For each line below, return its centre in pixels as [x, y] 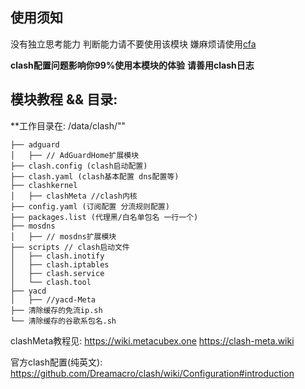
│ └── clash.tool [51, 282]
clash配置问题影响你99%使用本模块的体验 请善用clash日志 [132, 65]
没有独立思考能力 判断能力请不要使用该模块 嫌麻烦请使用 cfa [133, 44]
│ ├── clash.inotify [57, 256]
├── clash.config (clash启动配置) [79, 166]
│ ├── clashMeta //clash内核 [74, 196]
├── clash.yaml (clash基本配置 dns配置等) [95, 176]
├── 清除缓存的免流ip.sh [56, 310]
